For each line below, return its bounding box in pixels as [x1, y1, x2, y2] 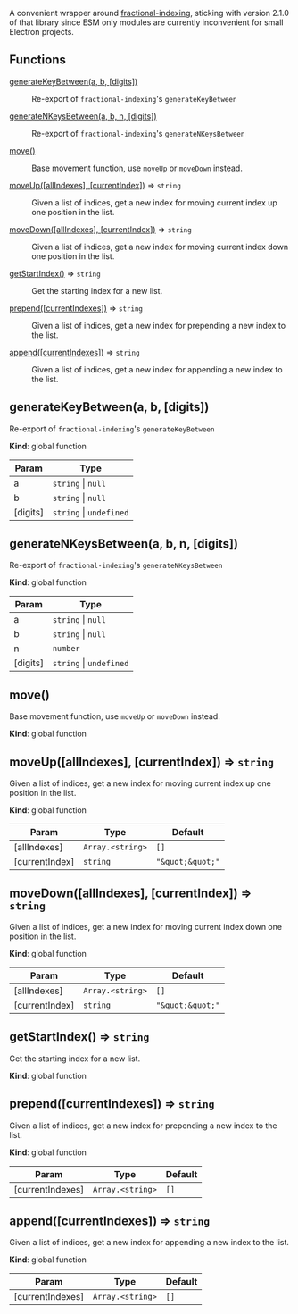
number [52, 643, 80, 654]
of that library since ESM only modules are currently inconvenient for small [9, 17, 284, 28]
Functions [9, 53, 67, 68]
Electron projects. [9, 27, 74, 37]
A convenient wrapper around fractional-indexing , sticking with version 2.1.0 [9, 8, 290, 18]
